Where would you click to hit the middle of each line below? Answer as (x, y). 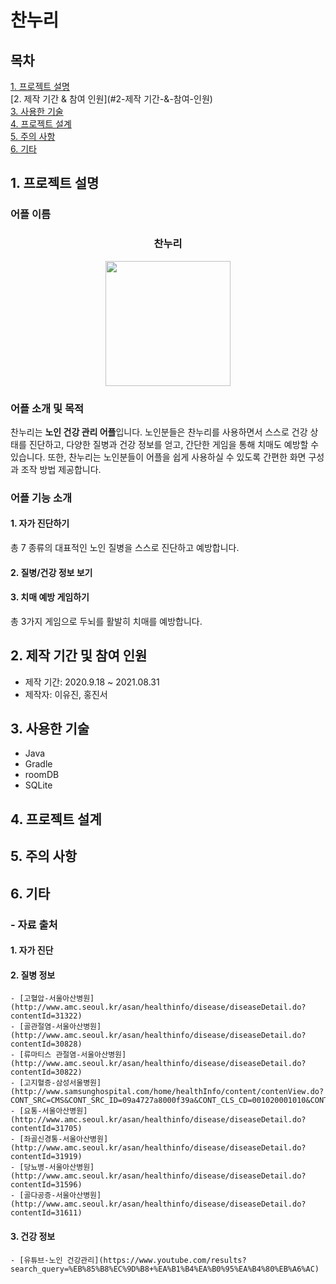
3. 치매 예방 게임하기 (50, 597)
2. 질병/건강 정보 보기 (51, 572)
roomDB (42, 775)
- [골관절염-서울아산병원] (56, 1027)
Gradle (38, 764)
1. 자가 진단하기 (40, 523)
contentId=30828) (46, 1044)
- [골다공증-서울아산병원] (56, 1196)
